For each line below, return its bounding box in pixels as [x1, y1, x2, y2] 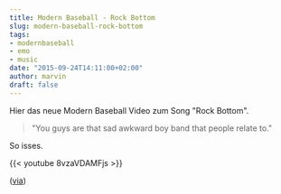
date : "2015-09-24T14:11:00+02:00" [9, 64, 144, 73]
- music [9, 55, 39, 64]
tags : [9, 30, 30, 39]
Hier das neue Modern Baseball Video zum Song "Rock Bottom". [9, 105, 249, 115]
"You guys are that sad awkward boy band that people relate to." [31, 123, 273, 134]
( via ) [9, 175, 27, 186]
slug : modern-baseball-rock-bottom [9, 22, 144, 31]
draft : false [9, 80, 59, 89]
